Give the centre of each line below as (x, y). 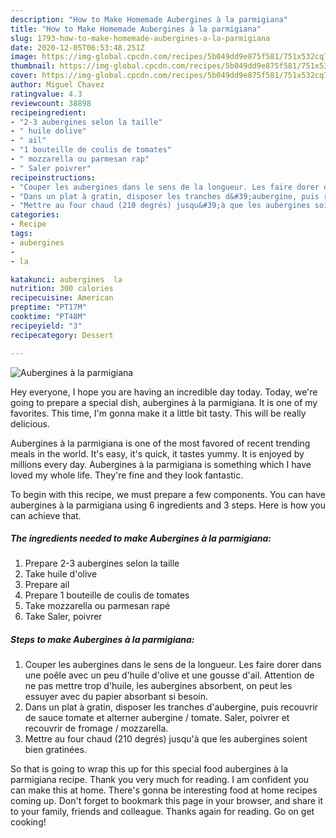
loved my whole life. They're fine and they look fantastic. (127, 475)
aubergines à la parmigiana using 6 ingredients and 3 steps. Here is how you (168, 505)
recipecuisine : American (62, 298)
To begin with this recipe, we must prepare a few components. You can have (168, 494)
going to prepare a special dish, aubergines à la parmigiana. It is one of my (164, 402)
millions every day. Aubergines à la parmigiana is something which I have (161, 464)
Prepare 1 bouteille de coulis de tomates (107, 595)
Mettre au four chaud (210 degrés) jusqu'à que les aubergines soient (166, 739)
